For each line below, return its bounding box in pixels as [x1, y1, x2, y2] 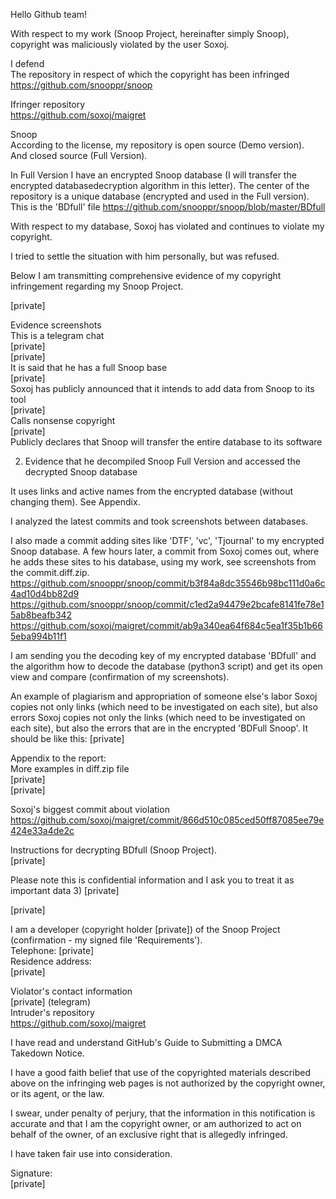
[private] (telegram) [10, 996, 91, 1008]
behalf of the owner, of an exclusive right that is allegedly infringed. [10, 1129, 288, 1140]
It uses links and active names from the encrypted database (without [10, 485, 294, 497]
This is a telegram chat [10, 330, 105, 341]
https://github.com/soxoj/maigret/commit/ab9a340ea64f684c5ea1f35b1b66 [10, 620, 323, 631]
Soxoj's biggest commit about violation [10, 804, 170, 815]
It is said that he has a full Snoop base [10, 362, 168, 373]
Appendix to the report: [10, 752, 107, 764]
